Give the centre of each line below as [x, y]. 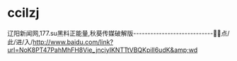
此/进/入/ [20, 42]
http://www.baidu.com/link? [73, 42]
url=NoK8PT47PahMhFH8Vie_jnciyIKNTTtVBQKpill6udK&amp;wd [103, 50]
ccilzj [23, 13]
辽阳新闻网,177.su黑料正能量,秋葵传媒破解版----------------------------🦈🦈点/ [118, 33]
